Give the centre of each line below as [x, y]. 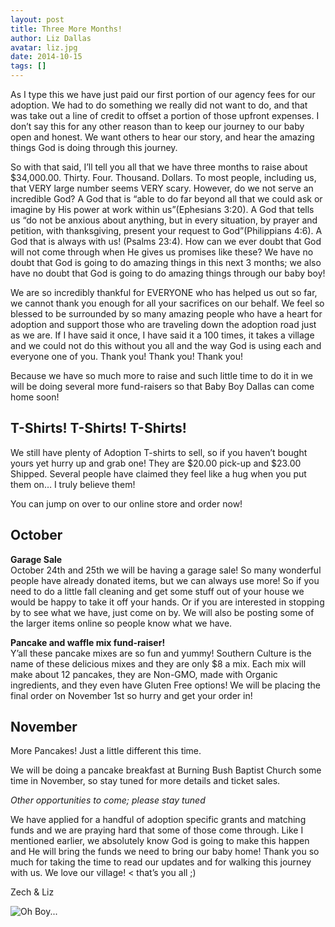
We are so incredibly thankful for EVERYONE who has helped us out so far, [164, 292]
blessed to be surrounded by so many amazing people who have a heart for [166, 314]
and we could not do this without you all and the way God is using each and [166, 345]
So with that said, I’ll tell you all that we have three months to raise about [159, 167]
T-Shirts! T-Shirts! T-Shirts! [98, 428]
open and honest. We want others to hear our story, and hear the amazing [162, 137]
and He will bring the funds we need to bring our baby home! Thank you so [165, 852]
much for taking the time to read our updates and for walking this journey [161, 862]
